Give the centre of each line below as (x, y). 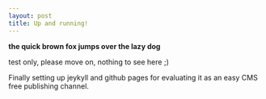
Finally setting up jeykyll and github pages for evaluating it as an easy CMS (133, 77)
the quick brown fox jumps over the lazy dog (84, 46)
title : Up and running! (49, 23)
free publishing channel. (49, 86)
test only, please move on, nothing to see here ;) (89, 62)
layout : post (30, 16)
